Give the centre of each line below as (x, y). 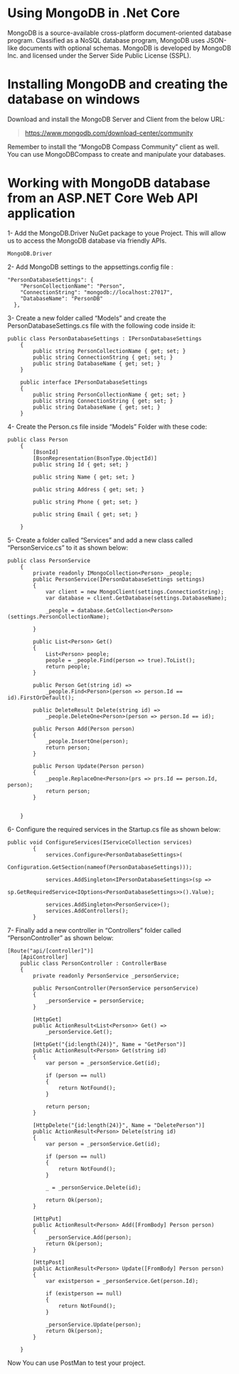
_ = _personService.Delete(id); (93, 1187)
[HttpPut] (47, 1219)
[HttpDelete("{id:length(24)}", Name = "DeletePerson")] (119, 1125)
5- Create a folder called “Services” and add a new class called (100, 540)
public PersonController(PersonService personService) (116, 988)
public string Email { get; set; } (86, 514)
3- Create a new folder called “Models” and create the (87, 318)
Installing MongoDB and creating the (118, 84)
